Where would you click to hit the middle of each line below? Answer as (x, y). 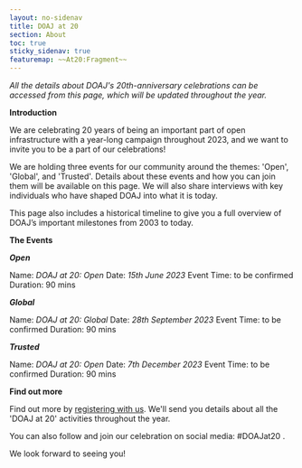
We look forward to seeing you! (68, 454)
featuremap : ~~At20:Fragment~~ (68, 60)
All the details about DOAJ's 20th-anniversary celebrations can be (134, 85)
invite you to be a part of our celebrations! (88, 149)
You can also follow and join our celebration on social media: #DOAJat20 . (147, 436)
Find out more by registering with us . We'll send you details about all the (144, 409)
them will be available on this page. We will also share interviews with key (146, 186)
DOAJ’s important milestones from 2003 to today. (102, 223)
